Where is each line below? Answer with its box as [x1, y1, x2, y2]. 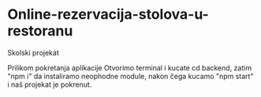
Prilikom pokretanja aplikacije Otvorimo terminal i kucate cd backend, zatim [7, 63, 252, 72]
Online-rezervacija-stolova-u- [7, 5, 210, 23]
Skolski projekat [7, 48, 60, 57]
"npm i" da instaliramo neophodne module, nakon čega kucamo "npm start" [7, 71, 254, 81]
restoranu [7, 22, 73, 40]
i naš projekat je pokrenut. [7, 80, 92, 89]
